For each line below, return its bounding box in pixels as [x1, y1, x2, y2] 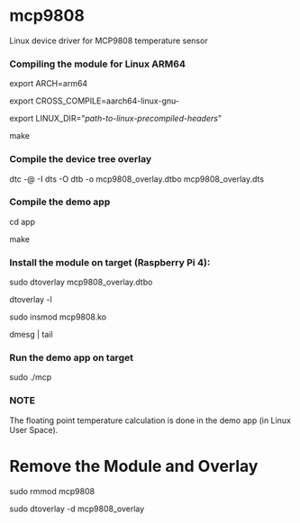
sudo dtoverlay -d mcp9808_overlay [9, 503, 145, 514]
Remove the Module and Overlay [9, 455, 259, 476]
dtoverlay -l [9, 294, 52, 305]
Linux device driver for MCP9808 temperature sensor [9, 35, 209, 46]
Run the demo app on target [9, 352, 133, 365]
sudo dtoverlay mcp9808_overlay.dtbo [9, 276, 153, 288]
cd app [9, 216, 36, 227]
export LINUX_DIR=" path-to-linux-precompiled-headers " [9, 113, 223, 124]
